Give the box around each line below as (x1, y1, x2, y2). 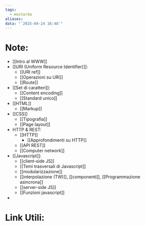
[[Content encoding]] (19, 90, 63, 96)
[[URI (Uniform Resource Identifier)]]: (12, 64, 88, 70)
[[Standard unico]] (19, 95, 57, 101)
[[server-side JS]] (19, 185, 56, 190)
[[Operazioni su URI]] (19, 75, 63, 80)
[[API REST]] (19, 143, 46, 149)
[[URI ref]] (19, 69, 41, 75)
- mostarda (9, 12, 32, 17)
